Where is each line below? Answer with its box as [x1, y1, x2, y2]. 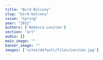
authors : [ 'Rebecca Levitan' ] [5, 25, 67, 30]
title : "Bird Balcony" [5, 7, 51, 12]
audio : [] [5, 34, 25, 39]
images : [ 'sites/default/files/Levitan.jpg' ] [5, 47, 99, 52]
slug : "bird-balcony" [5, 12, 49, 16]
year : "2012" [5, 20, 32, 26]
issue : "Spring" [5, 16, 38, 21]
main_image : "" [5, 39, 36, 44]
